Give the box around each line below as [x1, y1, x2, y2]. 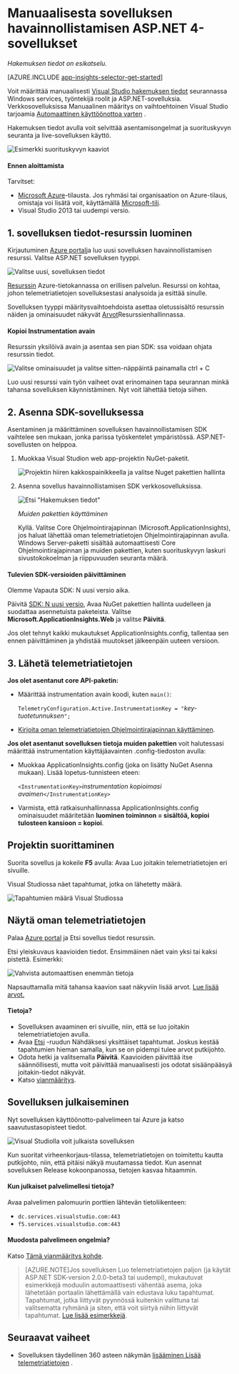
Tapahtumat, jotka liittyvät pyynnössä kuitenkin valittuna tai [24, 1296, 199, 1305]
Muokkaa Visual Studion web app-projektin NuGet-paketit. [17, 454, 190, 463]
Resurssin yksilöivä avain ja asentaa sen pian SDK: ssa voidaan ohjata [7, 342, 213, 351]
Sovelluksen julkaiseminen [7, 1096, 130, 1109]
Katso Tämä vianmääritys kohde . [7, 1252, 103, 1260]
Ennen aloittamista [7, 161, 64, 169]
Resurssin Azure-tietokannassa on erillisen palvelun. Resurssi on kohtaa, [7, 281, 221, 290]
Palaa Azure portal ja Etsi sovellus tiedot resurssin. [7, 933, 156, 941]
